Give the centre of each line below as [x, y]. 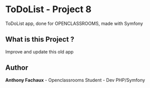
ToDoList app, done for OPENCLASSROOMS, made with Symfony [74, 23]
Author [17, 68]
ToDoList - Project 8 [48, 9]
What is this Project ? [40, 39]
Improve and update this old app [39, 51]
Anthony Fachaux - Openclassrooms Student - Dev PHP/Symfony [75, 80]
